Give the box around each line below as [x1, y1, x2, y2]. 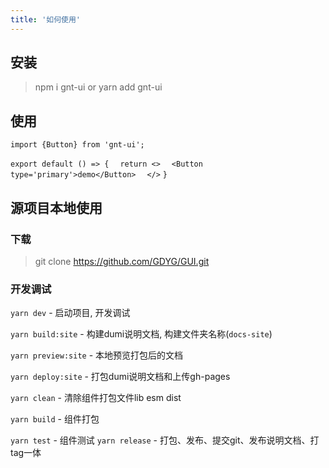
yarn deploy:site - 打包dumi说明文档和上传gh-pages [10, 371, 231, 383]
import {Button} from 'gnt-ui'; [10, 140, 145, 150]
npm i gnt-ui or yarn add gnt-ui [34, 81, 163, 93]
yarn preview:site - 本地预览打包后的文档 [10, 349, 184, 361]
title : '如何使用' [10, 14, 82, 25]
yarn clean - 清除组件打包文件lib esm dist [10, 392, 182, 404]
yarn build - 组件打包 [10, 413, 100, 425]
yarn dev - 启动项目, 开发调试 [10, 307, 131, 319]
